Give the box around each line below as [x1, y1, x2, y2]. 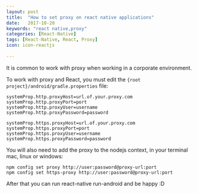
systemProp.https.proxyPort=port [6, 125, 90, 131]
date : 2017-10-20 [6, 20, 55, 26]
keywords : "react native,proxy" [6, 25, 87, 32]
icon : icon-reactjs [6, 43, 55, 49]
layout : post [6, 8, 39, 15]
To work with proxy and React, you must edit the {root [6, 76, 141, 83]
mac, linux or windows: [6, 152, 64, 159]
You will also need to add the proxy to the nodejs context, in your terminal [6, 146, 188, 153]
